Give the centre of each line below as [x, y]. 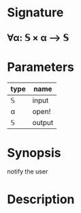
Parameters [41, 67]
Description [41, 199]
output [43, 122]
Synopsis [34, 153]
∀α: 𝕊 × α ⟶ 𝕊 [38, 38]
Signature [35, 13]
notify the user [28, 171]
